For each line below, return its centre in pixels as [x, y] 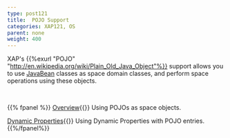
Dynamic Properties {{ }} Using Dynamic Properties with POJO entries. [106, 121]
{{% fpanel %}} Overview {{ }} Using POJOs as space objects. [94, 108]
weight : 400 [24, 39]
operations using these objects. [52, 81]
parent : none [26, 33]
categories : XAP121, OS [41, 26]
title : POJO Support [38, 20]
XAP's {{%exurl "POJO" [41, 59]
